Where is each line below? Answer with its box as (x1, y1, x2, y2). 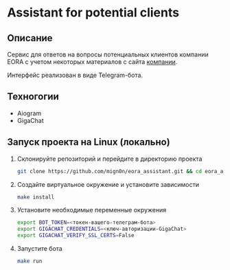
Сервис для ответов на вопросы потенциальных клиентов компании (7, 50, 209, 58)
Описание (7, 32, 53, 44)
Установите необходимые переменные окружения (16, 206, 167, 214)
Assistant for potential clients (7, 5, 180, 21)
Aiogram (16, 109, 42, 117)
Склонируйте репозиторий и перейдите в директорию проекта (16, 155, 203, 163)
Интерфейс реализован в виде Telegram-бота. (7, 71, 143, 79)
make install (16, 194, 55, 201)
